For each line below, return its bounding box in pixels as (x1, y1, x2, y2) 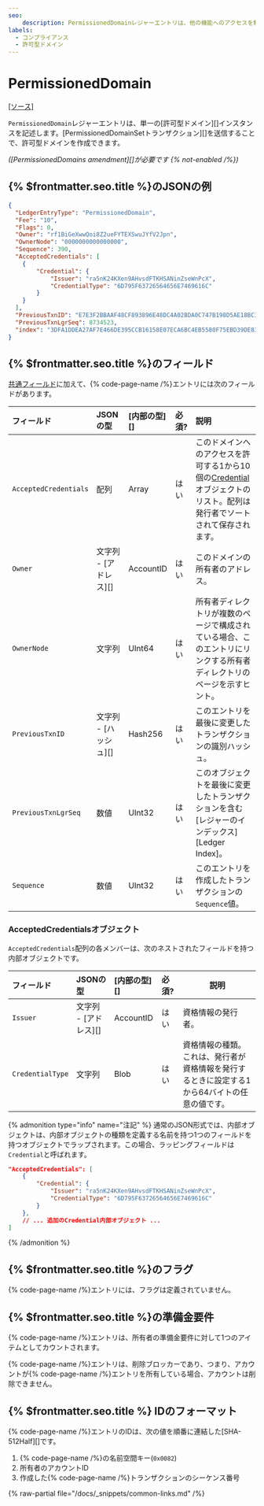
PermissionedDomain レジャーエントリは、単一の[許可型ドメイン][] (8, 119, 219, 128)
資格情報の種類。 (182, 1039, 246, 1050)
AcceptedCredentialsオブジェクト (8, 924, 140, 935)
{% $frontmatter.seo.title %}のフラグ (8, 1263, 194, 1276)
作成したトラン (195, 875, 251, 886)
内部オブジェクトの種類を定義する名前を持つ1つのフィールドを (49, 1130, 252, 1139)
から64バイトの (182, 1086, 241, 1097)
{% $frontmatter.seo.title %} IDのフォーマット (8, 1404, 237, 1418)
